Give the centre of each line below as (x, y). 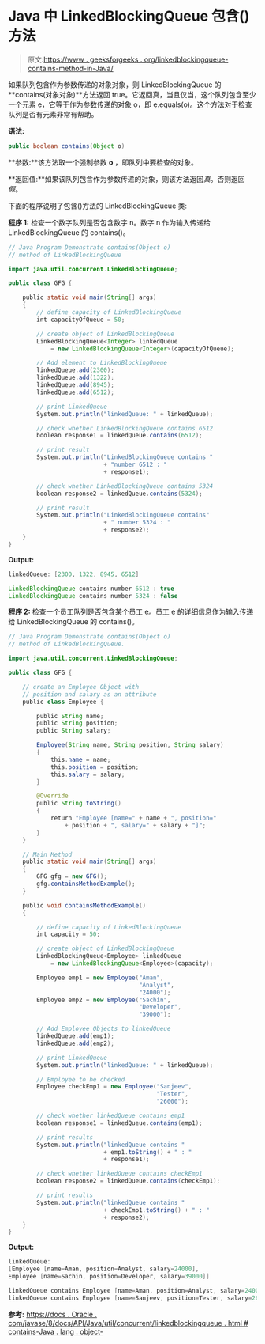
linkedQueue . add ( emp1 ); (75, 1036)
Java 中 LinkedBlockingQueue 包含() (129, 16)
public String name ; (70, 716)
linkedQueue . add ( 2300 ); (75, 370)
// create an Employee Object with (81, 687)
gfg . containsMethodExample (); (86, 884)
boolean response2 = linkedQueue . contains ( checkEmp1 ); (129, 1181)
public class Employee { (63, 702)
